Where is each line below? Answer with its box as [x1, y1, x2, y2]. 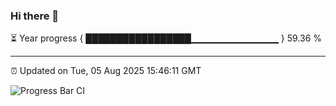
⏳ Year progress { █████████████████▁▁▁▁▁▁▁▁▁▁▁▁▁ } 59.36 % [10, 32, 323, 44]
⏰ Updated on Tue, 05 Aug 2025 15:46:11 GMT [10, 65, 202, 77]
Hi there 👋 [10, 9, 60, 23]
